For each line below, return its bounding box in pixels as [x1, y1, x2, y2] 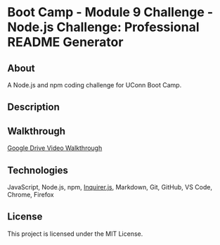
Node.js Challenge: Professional [7, 19, 200, 35]
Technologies [7, 164, 69, 176]
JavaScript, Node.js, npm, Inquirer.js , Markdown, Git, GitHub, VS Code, [7, 183, 213, 191]
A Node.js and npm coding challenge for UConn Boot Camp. [7, 81, 182, 89]
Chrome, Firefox [7, 191, 54, 199]
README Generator [7, 34, 124, 50]
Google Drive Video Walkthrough [7, 144, 103, 152]
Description [7, 101, 60, 113]
